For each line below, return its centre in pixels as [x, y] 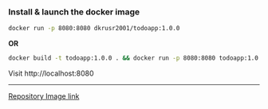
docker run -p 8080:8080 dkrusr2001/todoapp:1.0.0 [94, 29]
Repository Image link [44, 96]
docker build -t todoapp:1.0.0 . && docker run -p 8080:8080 [112, 58]
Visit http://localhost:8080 [51, 73]
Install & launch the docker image [74, 12]
